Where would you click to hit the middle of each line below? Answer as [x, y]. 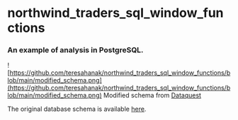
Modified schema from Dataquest [153, 95]
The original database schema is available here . [77, 109]
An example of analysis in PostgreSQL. [75, 50]
